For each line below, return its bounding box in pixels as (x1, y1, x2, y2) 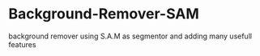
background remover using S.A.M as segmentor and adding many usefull (8, 31, 253, 41)
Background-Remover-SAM (8, 5, 200, 23)
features (8, 39, 36, 49)
